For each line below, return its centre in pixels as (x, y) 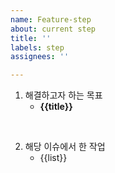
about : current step (53, 29)
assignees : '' (40, 57)
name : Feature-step (51, 19)
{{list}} (53, 158)
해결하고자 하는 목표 (63, 95)
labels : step (37, 47)
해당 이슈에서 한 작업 (65, 147)
